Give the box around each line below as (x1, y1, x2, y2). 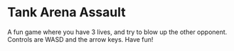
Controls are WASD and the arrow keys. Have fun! (7, 35, 154, 43)
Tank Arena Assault (7, 4, 126, 21)
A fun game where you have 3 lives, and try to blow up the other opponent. (7, 28, 228, 36)
